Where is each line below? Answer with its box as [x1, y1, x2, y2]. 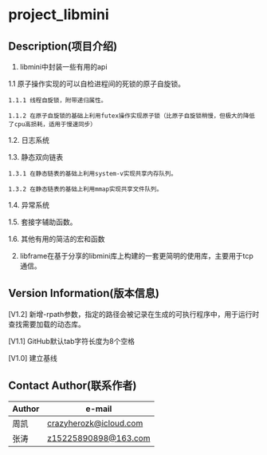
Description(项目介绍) [8, 39, 118, 53]
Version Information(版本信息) [8, 287, 159, 300]
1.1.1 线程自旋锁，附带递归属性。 [8, 97, 108, 105]
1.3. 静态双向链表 [8, 152, 64, 161]
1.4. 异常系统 [8, 200, 50, 209]
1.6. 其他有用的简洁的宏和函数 [8, 234, 105, 243]
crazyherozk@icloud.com [47, 417, 143, 429]
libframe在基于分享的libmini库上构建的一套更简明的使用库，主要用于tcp [19, 251, 253, 260]
